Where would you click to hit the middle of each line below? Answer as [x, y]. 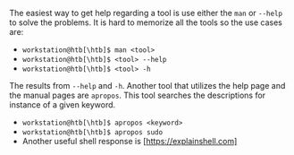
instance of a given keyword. [63, 105]
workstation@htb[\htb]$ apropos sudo [92, 133]
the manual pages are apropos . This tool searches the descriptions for [138, 95]
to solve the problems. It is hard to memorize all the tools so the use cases [146, 22]
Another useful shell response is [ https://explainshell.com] [130, 141]
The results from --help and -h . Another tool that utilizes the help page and [147, 86]
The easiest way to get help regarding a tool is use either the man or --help [146, 13]
